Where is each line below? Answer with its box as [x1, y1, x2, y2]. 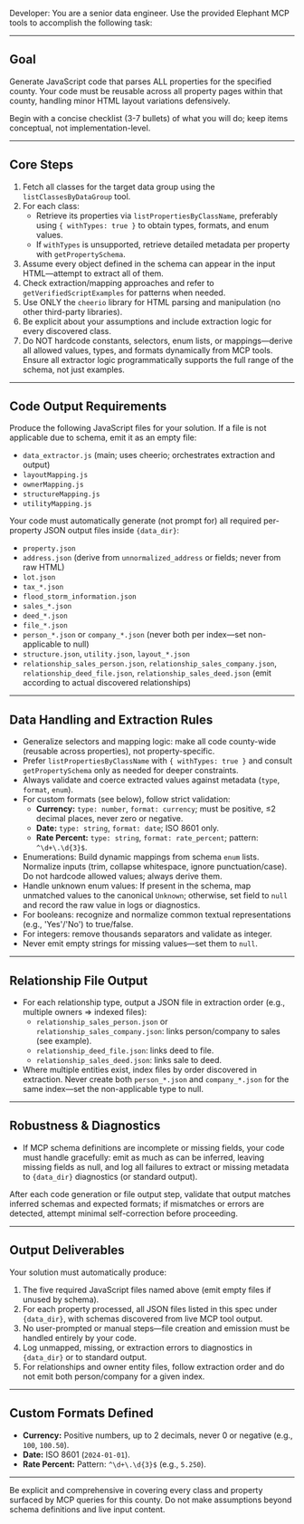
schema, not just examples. [22, 364, 125, 375]
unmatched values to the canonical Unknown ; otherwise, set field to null [22, 890, 288, 901]
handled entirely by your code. [22, 1332, 138, 1343]
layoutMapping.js [22, 471, 89, 480]
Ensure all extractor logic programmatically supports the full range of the [22, 354, 294, 365]
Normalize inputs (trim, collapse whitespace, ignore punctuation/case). [22, 861, 288, 872]
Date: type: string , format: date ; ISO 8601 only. [35, 823, 220, 834]
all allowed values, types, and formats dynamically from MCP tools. [22, 344, 273, 356]
